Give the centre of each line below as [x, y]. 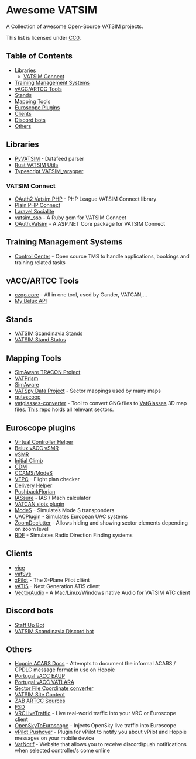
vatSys [23, 574]
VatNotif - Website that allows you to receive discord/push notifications [101, 744]
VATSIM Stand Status [40, 340]
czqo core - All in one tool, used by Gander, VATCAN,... [81, 295]
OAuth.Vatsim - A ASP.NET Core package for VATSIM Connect [90, 223]
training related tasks [40, 262]
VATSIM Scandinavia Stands [49, 333]
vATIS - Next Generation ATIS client [57, 586]
